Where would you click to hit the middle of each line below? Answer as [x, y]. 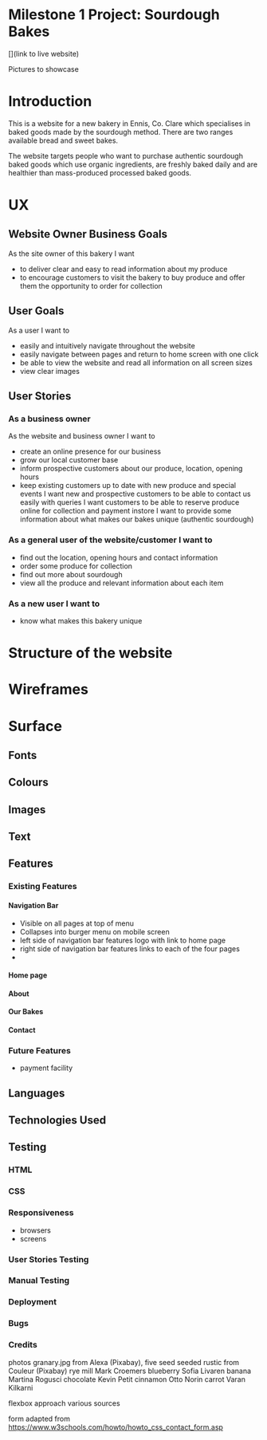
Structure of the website [90, 653]
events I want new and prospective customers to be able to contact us [135, 494]
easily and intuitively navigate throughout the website [107, 345]
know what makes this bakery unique [81, 620]
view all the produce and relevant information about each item [122, 583]
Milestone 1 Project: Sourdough [114, 15]
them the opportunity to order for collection [91, 285]
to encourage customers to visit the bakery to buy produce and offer [132, 277]
